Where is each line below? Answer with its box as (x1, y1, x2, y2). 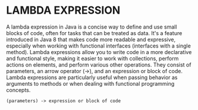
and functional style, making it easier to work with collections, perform (6, 55, 179, 62)
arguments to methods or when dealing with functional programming (6, 80, 175, 87)
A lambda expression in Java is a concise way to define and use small (6, 23, 177, 30)
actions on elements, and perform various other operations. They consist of (6, 61, 191, 68)
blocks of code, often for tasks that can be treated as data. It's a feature (6, 29, 183, 36)
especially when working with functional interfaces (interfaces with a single (6, 42, 191, 49)
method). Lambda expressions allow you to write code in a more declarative (6, 48, 192, 55)
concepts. (6, 86, 31, 93)
